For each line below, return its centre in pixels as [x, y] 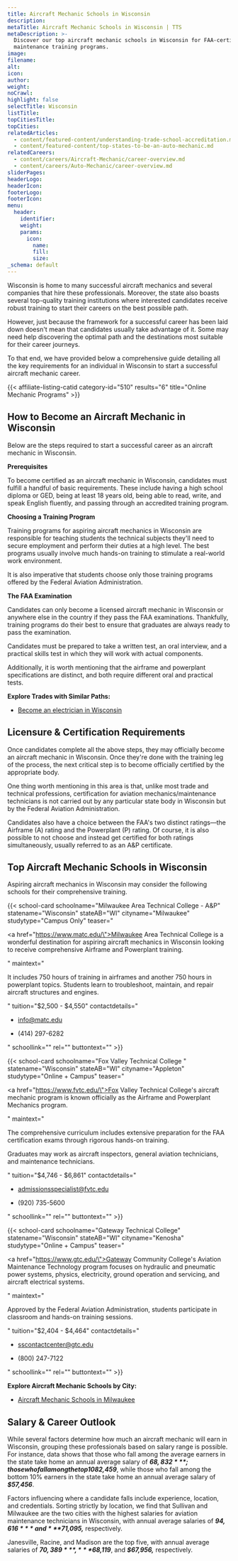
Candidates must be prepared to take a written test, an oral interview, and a [117, 646]
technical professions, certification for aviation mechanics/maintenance [112, 793]
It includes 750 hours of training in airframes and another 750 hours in [110, 977]
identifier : [38, 219]
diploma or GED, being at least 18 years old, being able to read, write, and [114, 495]
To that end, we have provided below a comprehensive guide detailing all [114, 358]
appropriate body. [34, 772]
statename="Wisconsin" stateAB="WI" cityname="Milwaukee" [98, 913]
